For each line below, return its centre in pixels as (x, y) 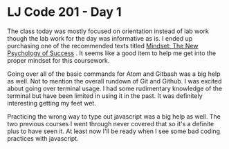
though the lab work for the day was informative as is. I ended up (100, 38)
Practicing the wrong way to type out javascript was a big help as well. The (114, 116)
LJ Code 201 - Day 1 (65, 12)
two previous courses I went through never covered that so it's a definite (111, 123)
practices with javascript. (43, 138)
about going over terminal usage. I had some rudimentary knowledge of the (115, 88)
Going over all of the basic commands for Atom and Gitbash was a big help (114, 74)
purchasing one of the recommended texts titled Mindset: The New (103, 46)
